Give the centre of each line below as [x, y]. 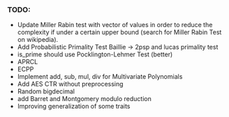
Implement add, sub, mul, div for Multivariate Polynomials [100, 77]
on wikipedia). [38, 40]
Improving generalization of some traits [74, 107]
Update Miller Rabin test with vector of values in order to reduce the [115, 25]
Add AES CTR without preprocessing [70, 84]
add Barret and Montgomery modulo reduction [84, 99]
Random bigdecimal [46, 91]
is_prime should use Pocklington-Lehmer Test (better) [95, 54]
